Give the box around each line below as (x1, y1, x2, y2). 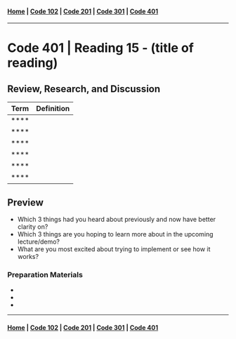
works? (17, 253, 39, 261)
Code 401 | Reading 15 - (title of (7, 40, 195, 56)
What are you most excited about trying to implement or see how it (17, 245, 211, 253)
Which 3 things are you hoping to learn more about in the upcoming (17, 230, 214, 239)
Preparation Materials (7, 270, 83, 279)
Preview (7, 197, 44, 208)
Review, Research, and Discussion (7, 83, 161, 95)
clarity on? (17, 222, 48, 231)
